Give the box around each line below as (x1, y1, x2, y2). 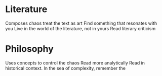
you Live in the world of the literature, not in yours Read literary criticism (5, 25, 156, 31)
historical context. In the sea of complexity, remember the (5, 65, 126, 71)
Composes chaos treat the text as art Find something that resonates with (5, 20, 157, 26)
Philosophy (5, 43, 54, 55)
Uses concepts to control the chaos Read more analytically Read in (5, 59, 145, 66)
